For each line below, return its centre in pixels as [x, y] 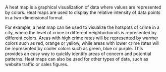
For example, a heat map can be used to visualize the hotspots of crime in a [82, 27]
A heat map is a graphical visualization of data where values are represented [83, 7]
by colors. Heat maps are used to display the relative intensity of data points [83, 12]
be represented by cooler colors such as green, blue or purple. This [74, 48]
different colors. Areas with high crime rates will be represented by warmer [82, 38]
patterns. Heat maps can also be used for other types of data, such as [77, 59]
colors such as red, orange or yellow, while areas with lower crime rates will [82, 43]
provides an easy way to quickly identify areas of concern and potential [78, 54]
